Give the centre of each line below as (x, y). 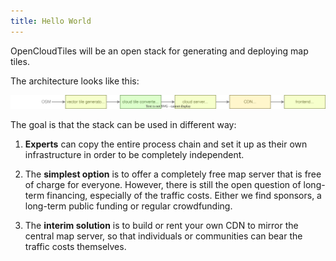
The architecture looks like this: (75, 81)
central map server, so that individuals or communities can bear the (163, 236)
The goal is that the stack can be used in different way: (123, 124)
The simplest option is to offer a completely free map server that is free (173, 174)
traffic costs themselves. (75, 246)
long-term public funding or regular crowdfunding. (128, 206)
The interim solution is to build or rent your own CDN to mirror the (161, 225)
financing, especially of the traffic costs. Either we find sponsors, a (184, 195)
